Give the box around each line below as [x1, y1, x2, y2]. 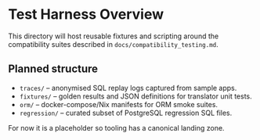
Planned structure [8, 63, 99, 76]
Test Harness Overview [8, 5, 164, 23]
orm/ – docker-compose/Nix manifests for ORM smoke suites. [19, 99, 218, 109]
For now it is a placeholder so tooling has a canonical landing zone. [8, 123, 225, 132]
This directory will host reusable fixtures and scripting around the [8, 31, 219, 41]
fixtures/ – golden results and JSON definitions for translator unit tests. [19, 92, 252, 101]
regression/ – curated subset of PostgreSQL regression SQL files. [19, 108, 233, 117]
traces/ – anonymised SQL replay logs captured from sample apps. [19, 83, 237, 92]
